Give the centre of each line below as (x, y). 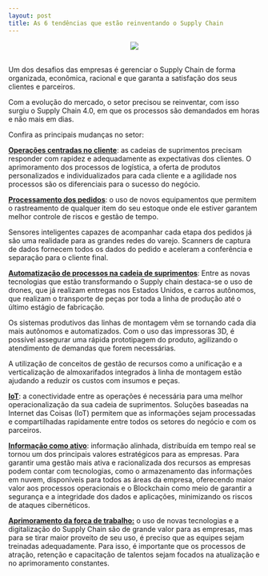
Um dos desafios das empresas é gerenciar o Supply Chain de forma (122, 70)
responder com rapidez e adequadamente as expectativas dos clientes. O (130, 158)
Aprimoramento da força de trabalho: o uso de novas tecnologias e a (124, 520)
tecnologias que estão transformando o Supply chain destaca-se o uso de (131, 282)
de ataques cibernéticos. (49, 505)
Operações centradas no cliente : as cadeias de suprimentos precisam (125, 150)
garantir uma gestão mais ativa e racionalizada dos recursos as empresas (130, 462)
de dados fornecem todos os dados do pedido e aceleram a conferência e (131, 249)
